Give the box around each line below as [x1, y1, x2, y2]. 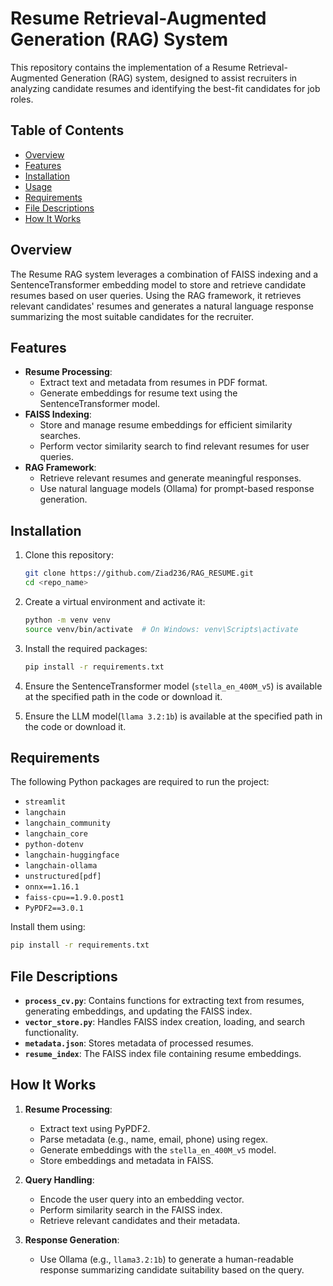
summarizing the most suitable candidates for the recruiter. [10, 310, 255, 322]
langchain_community [24, 818, 111, 829]
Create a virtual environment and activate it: [24, 595, 206, 607]
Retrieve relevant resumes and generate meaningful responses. [39, 472, 302, 484]
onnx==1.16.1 [24, 882, 80, 892]
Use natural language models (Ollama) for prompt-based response [39, 483, 315, 495]
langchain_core [24, 829, 89, 839]
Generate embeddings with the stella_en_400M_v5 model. [39, 1143, 277, 1156]
